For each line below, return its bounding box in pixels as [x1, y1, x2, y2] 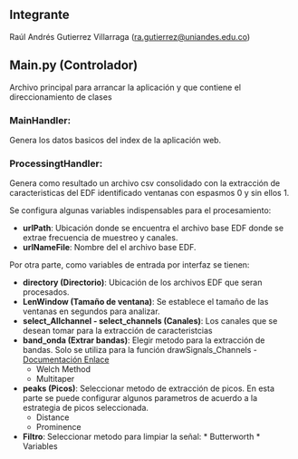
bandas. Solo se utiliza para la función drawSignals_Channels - [22, 345, 258, 356]
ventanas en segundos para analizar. [22, 306, 160, 317]
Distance [35, 412, 70, 423]
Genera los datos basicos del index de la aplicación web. [9, 134, 222, 145]
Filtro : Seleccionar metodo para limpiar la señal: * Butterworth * [22, 431, 261, 443]
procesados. [22, 287, 70, 298]
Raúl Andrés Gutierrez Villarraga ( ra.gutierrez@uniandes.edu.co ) [9, 31, 251, 42]
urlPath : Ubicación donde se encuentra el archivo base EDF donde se [22, 222, 284, 234]
